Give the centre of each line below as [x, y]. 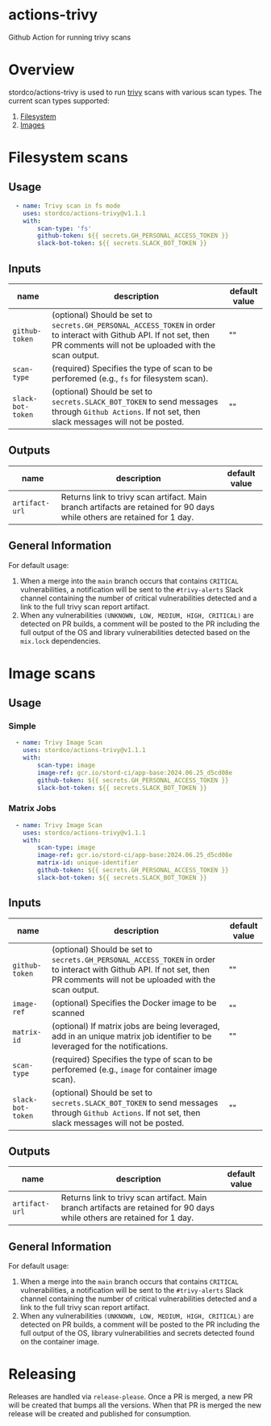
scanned [68, 1013]
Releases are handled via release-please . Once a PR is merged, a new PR [131, 1397]
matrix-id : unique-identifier [88, 863]
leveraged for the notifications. [110, 1046]
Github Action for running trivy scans [70, 37]
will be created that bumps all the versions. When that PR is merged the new [135, 1405]
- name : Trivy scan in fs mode [68, 206]
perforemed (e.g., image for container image [135, 1069]
